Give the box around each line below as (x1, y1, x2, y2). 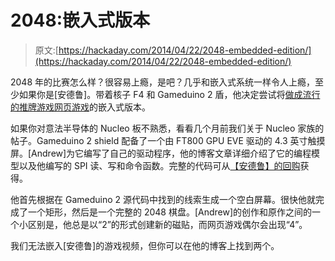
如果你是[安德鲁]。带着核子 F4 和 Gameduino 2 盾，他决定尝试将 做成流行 (18, 88, 321, 100)
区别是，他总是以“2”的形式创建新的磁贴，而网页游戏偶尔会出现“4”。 (27, 218, 308, 230)
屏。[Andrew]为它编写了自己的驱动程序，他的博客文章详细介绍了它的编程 (10, 147, 312, 159)
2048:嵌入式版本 (10, 9, 151, 32)
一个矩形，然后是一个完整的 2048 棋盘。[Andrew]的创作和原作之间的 (27, 206, 313, 218)
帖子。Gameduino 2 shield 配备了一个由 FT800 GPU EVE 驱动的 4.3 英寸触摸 (10, 134, 326, 146)
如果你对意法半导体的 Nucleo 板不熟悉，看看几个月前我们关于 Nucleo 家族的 (10, 122, 325, 134)
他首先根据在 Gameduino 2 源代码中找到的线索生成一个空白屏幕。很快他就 (10, 193, 316, 205)
